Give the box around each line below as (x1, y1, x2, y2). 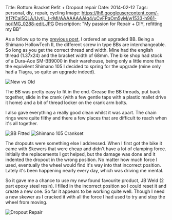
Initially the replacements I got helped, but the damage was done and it (5, 151, 156, 157)
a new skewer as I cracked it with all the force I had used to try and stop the (5, 194, 165, 199)
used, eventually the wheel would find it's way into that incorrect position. (5, 162, 161, 168)
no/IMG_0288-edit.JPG (5, 21, 54, 27)
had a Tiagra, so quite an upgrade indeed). (5, 69, 96, 75)
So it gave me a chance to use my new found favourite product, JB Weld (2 (5, 177, 164, 184)
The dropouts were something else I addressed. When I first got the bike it (5, 141, 163, 146)
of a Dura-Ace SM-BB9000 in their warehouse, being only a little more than (5, 58, 165, 64)
